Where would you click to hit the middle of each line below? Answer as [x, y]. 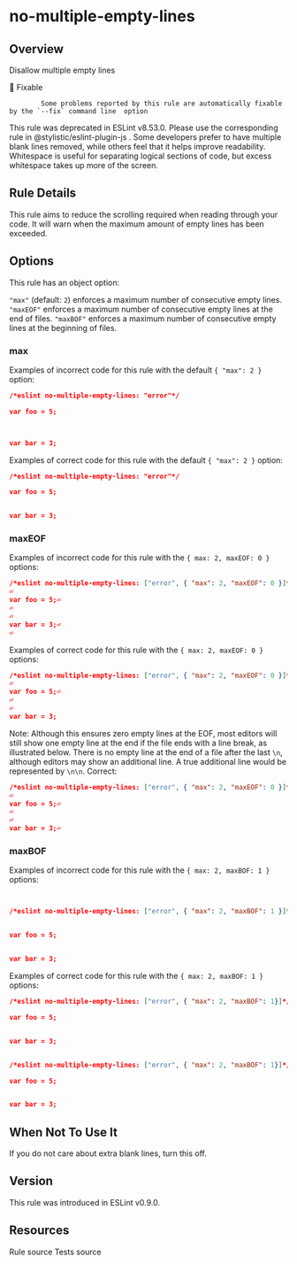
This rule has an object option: [65, 282]
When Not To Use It [63, 1132]
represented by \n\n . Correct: [63, 771]
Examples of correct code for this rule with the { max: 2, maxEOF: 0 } [136, 650]
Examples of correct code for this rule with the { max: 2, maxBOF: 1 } [136, 976]
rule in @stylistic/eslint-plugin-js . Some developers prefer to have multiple [145, 137]
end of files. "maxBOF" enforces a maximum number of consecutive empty [143, 318]
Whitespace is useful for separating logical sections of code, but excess [141, 156]
